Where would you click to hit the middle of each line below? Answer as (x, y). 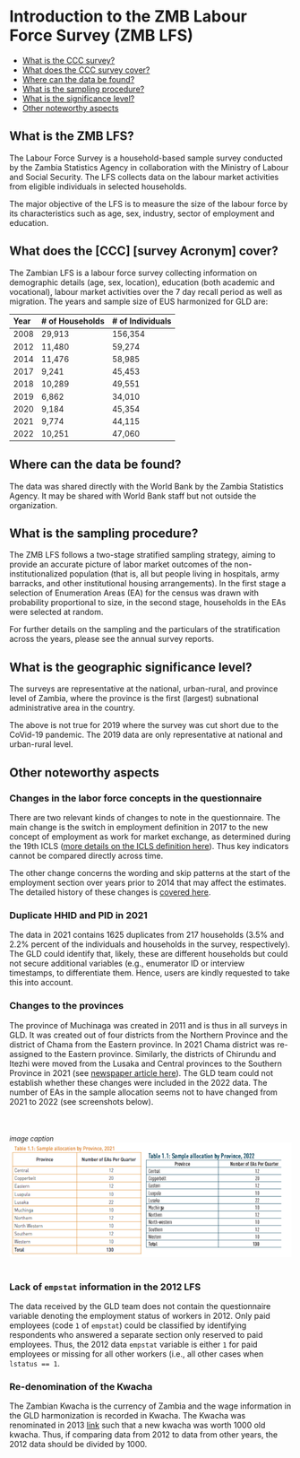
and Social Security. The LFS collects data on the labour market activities (144, 177)
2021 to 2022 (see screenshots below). (81, 1101)
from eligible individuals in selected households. (98, 187)
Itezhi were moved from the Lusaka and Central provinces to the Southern (146, 1063)
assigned (26, 1054)
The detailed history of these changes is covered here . (110, 892)
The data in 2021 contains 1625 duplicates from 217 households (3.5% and (147, 935)
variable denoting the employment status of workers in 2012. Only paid (140, 1316)
